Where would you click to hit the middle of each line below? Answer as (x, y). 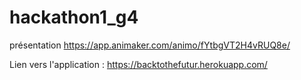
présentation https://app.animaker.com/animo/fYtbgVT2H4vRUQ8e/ (150, 45)
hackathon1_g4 (74, 17)
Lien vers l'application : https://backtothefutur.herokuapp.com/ (138, 64)
